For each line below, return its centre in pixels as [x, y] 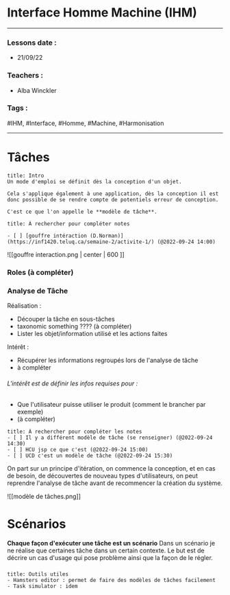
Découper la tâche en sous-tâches [66, 319]
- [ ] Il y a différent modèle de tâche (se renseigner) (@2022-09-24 [110, 438]
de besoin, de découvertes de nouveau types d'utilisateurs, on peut [103, 476]
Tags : [18, 108]
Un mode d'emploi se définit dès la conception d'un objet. [95, 181]
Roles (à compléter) [40, 272]
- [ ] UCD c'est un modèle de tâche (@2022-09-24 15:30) [90, 456]
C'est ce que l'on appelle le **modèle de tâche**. [82, 212]
